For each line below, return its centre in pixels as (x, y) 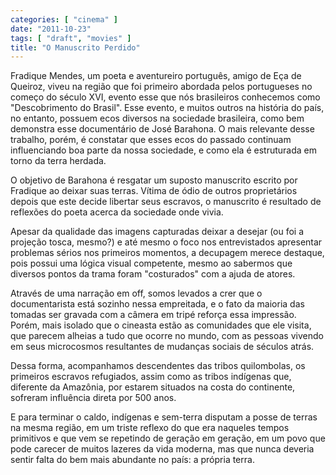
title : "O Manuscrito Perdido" (75, 47)
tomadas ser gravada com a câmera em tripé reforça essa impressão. (153, 315)
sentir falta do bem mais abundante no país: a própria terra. (132, 460)
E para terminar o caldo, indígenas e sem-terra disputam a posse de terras (164, 417)
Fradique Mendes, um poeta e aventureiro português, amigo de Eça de (156, 76)
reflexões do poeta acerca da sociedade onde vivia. (117, 212)
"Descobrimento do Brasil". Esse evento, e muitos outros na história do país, (167, 108)
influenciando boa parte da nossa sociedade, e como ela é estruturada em (163, 150)
